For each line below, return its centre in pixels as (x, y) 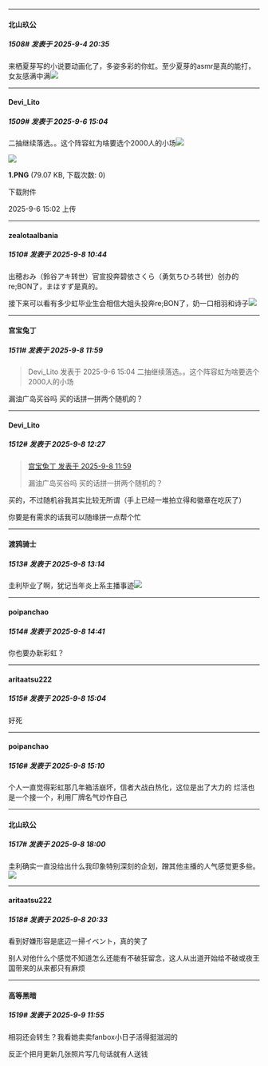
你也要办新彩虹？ (36, 653)
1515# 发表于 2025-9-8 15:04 (57, 698)
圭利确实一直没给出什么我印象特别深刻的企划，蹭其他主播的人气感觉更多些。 (134, 866)
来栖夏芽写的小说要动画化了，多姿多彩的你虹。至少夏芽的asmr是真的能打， (132, 66)
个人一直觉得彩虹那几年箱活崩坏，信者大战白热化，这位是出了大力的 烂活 (128, 787)
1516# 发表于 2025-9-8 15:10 (57, 766)
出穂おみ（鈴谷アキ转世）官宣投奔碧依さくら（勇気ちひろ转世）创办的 (124, 276)
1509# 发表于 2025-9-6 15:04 (58, 121)
